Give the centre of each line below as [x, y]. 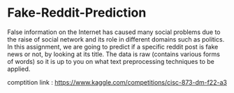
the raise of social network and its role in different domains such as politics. [116, 39]
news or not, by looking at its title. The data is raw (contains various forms [114, 54]
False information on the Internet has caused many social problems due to [114, 32]
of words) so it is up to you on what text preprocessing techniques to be [111, 61]
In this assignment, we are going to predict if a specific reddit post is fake [113, 46]
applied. [19, 69]
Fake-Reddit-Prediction [77, 13]
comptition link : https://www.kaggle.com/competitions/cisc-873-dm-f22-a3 [117, 82]
